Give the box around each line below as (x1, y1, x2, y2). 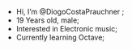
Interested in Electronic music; (15, 24, 117, 33)
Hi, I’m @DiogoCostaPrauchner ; (15, 7, 125, 16)
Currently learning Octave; (15, 32, 105, 42)
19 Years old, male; (15, 15, 79, 25)
